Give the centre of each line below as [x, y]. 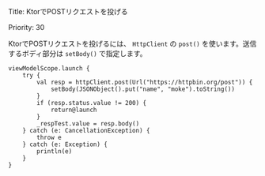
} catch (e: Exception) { [65, 144]
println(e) [55, 152]
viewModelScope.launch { [49, 69]
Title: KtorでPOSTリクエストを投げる [68, 11]
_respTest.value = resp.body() [88, 124]
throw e [49, 137]
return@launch [74, 110]
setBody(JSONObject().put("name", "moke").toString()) [143, 89]
